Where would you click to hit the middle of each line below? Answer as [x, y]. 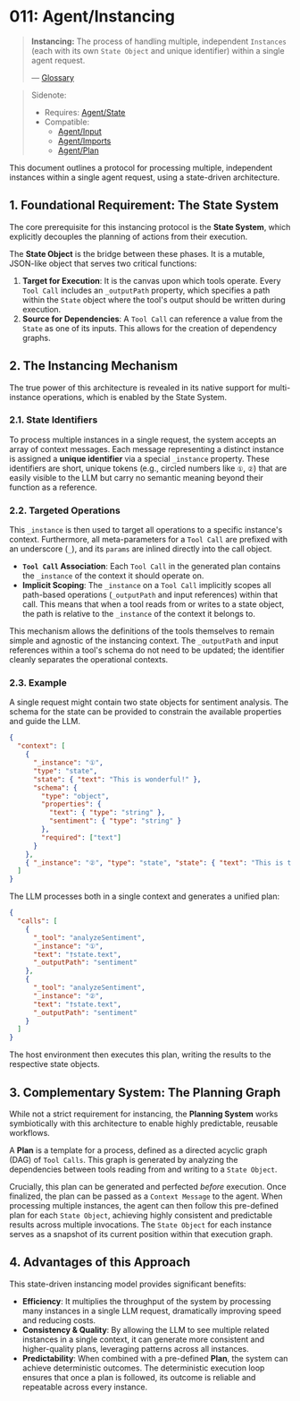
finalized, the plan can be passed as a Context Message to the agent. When [146, 1196]
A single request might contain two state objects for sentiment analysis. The [149, 702]
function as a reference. [54, 487]
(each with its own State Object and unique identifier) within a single [158, 50]
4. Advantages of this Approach [100, 1263]
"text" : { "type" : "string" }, [107, 813]
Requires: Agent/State [85, 112]
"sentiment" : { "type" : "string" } [115, 821]
